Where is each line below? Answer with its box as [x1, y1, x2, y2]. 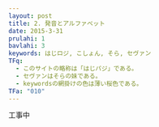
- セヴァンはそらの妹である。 [15, 72, 102, 80]
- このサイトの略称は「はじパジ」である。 [15, 65, 138, 73]
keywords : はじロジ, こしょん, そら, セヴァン [8, 49, 152, 57]
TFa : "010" [8, 87, 45, 95]
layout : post [8, 11, 53, 20]
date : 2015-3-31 [8, 27, 63, 35]
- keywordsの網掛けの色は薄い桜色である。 [15, 79, 144, 87]
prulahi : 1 [8, 34, 45, 43]
